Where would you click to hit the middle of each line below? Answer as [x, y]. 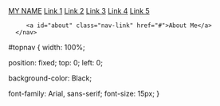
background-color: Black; [50, 78]
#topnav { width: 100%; [47, 47]
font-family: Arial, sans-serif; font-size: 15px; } [84, 94]
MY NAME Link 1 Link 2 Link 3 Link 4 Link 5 [79, 11]
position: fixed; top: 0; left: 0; [56, 63]
